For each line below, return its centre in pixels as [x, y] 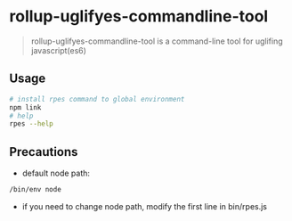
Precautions [44, 152]
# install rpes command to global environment [97, 99]
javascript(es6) [59, 50]
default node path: [56, 173]
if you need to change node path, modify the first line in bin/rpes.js [144, 206]
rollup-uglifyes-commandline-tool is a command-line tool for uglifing [157, 41]
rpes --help [31, 124]
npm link [25, 107]
